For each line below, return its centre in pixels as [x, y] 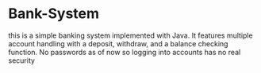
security [22, 60]
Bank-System [54, 14]
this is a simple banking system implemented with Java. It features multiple [130, 35]
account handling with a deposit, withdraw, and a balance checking [118, 43]
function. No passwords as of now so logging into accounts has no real [125, 52]
